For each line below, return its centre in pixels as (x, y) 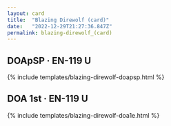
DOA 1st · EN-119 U (48, 99)
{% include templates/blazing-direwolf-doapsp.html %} (86, 77)
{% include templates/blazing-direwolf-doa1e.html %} (83, 115)
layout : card (26, 13)
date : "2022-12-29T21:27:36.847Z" (60, 26)
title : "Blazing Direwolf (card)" (58, 20)
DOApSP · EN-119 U (49, 60)
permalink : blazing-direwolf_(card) (60, 33)
